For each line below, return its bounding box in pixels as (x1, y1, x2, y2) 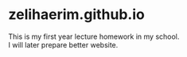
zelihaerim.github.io (8, 6, 145, 24)
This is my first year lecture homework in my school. (8, 32, 180, 41)
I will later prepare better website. (8, 40, 119, 49)
